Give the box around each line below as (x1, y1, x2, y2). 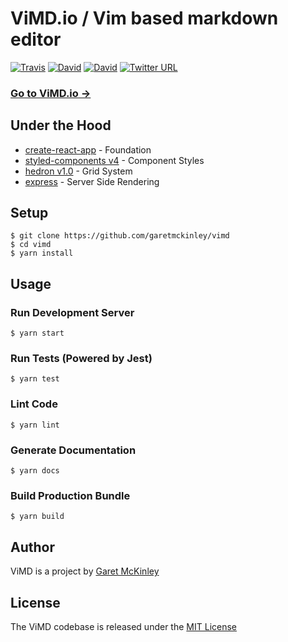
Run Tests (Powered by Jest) (10, 352, 153, 366)
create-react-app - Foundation (24, 143, 152, 156)
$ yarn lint (10, 420, 60, 430)
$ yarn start (10, 328, 65, 339)
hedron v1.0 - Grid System (24, 165, 133, 177)
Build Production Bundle (10, 488, 131, 502)
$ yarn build (10, 512, 65, 522)
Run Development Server (10, 305, 135, 319)
